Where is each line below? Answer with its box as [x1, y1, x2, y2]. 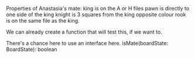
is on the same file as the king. [6, 17, 80, 24]
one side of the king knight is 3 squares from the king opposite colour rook [6, 11, 186, 18]
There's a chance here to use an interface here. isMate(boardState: [6, 40, 169, 46]
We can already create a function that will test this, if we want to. [6, 28, 162, 35]
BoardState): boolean [6, 46, 57, 53]
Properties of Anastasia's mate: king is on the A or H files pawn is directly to [6, 5, 190, 12]
